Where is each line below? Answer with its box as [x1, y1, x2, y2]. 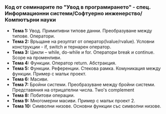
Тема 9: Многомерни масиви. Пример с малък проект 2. [12, 98, 136, 104]
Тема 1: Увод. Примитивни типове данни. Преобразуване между [12, 28, 152, 34]
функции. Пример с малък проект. [12, 71, 87, 77]
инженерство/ [104, 10, 142, 17]
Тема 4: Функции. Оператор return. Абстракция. [12, 60, 117, 66]
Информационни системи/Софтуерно [5, 10, 104, 17]
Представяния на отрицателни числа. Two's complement [12, 87, 135, 93]
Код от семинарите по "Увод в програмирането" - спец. [5, 4, 151, 11]
